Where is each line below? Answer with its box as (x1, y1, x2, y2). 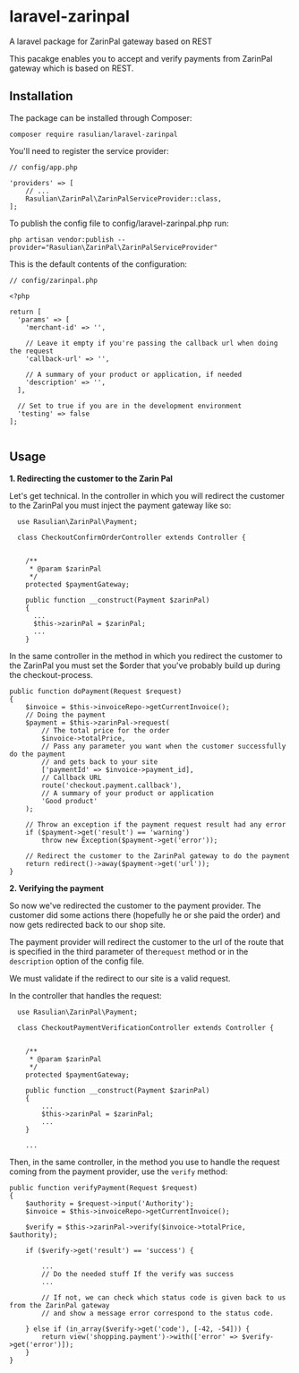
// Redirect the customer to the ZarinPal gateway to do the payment (25, 851, 291, 861)
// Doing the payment (25, 710, 106, 719)
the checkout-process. (9, 669, 94, 680)
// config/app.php (9, 163, 78, 172)
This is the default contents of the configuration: (9, 258, 188, 270)
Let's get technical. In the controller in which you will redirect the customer (9, 490, 285, 501)
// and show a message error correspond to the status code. (41, 1309, 275, 1317)
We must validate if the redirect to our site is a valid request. (9, 973, 231, 983)
